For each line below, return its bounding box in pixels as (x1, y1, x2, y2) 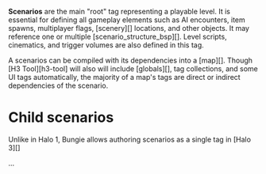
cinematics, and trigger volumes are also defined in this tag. (8, 40, 204, 50)
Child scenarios (8, 108, 114, 127)
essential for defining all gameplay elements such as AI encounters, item (8, 15, 246, 25)
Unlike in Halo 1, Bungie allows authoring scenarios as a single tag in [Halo (8, 134, 252, 144)
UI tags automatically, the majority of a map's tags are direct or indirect (8, 73, 241, 81)
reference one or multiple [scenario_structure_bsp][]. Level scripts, (8, 32, 228, 41)
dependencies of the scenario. (8, 81, 109, 90)
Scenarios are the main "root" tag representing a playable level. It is (8, 7, 230, 16)
